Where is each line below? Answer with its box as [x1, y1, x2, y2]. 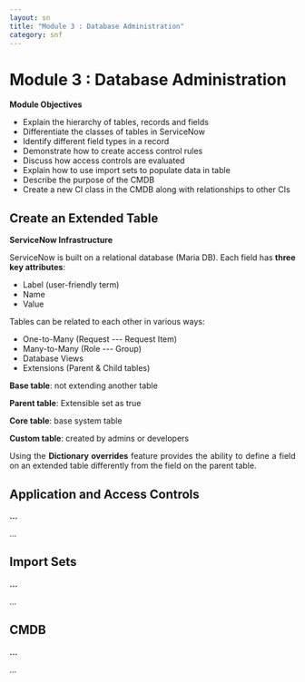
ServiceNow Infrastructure [9, 235, 113, 246]
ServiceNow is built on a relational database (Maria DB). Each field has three [9, 252, 296, 263]
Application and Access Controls [9, 486, 200, 502]
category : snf [9, 30, 64, 39]
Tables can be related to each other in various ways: [9, 317, 206, 327]
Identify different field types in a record [22, 136, 170, 147]
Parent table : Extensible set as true [9, 398, 142, 409]
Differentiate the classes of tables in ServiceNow [22, 126, 206, 137]
